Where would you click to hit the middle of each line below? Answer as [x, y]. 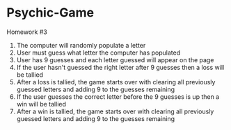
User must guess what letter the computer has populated [98, 53]
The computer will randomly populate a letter [81, 45]
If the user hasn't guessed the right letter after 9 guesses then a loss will [120, 67]
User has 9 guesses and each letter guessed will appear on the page [115, 59]
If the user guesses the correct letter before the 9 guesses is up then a [118, 96]
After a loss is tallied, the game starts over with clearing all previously [116, 82]
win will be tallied [41, 104]
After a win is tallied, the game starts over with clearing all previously [115, 111]
